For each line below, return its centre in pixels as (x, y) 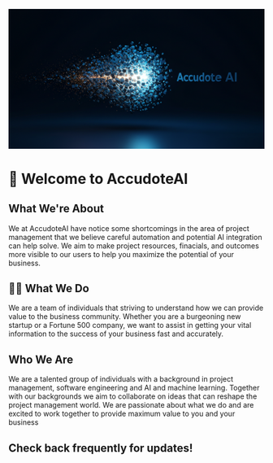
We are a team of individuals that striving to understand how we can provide (136, 308)
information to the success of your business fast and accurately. (116, 334)
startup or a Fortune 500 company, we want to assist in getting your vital (130, 325)
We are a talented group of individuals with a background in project (121, 379)
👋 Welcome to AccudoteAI (98, 179)
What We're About (56, 209)
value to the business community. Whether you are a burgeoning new (125, 317)
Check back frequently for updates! (101, 448)
